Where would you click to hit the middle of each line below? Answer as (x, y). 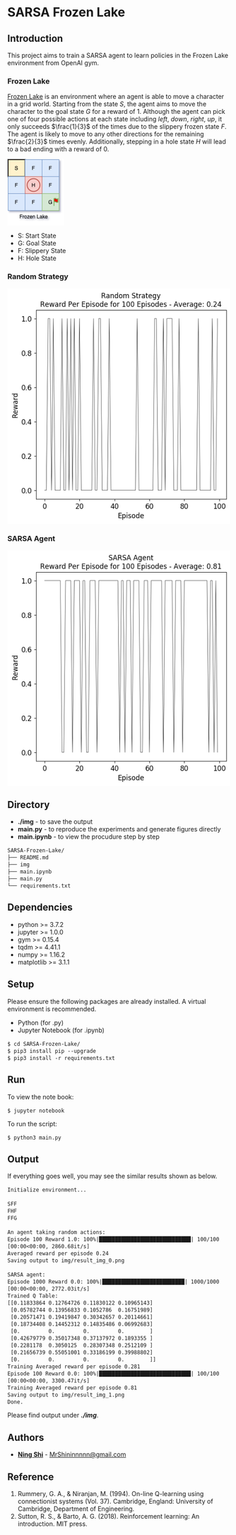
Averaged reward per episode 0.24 (58, 1254)
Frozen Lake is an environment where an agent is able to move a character (116, 97)
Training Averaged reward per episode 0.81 (72, 1388)
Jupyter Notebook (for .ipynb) (61, 1030)
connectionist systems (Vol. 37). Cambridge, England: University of (115, 1501)
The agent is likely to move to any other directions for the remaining (106, 134)
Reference (31, 1477)
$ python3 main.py (34, 1138)
